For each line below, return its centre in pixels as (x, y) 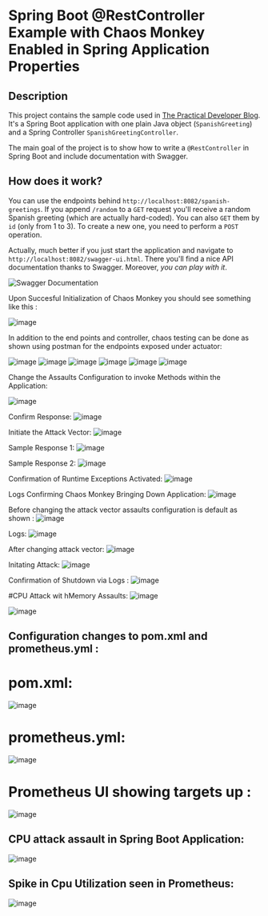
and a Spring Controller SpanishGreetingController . (93, 132)
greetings (25, 210)
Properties (44, 67)
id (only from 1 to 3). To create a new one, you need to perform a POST (123, 226)
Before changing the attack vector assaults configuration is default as (123, 510)
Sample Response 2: (42, 463)
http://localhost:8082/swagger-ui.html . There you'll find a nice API (121, 258)
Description (38, 96)
